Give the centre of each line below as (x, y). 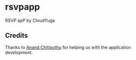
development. (19, 52)
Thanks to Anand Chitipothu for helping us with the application (68, 47)
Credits (17, 36)
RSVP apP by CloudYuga (30, 20)
